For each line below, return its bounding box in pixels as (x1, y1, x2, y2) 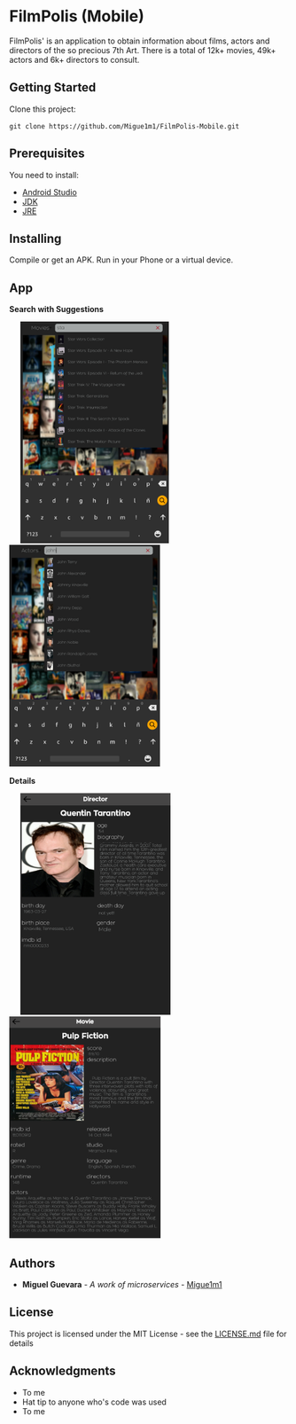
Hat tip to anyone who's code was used (21, 1397, 167, 1407)
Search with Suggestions (9, 304, 105, 315)
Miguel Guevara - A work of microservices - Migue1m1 (21, 1279, 222, 1289)
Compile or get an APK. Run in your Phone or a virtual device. (9, 254, 233, 265)
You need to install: (9, 169, 80, 180)
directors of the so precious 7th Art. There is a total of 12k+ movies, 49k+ (9, 44, 277, 55)
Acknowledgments (9, 1364, 117, 1379)
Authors (9, 1256, 56, 1271)
